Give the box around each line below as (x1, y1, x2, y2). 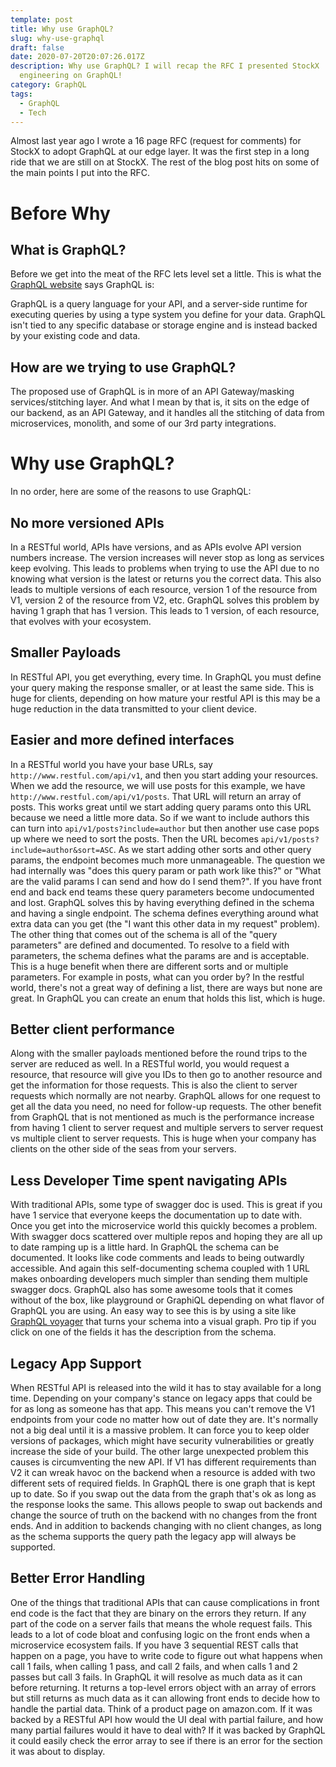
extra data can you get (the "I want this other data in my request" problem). (10, 917, 321, 930)
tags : (10, 89, 33, 99)
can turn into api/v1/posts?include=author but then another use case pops (10, 822, 320, 834)
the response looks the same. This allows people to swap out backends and (10, 1499, 323, 1510)
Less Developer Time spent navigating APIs (10, 1172, 288, 1189)
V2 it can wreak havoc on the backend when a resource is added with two (10, 1467, 316, 1478)
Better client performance (10, 1021, 175, 1038)
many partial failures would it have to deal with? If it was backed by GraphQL (10, 1724, 326, 1736)
